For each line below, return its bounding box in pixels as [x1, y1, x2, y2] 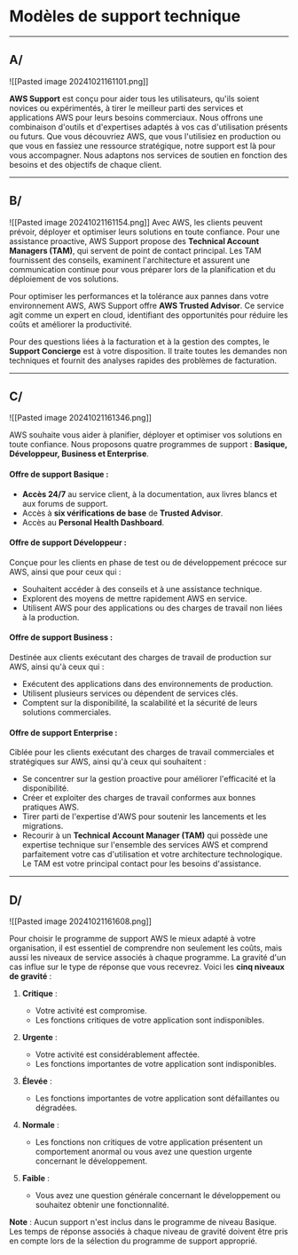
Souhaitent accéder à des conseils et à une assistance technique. [21, 583, 263, 594]
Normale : [21, 1120, 59, 1130]
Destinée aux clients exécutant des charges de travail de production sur [9, 651, 272, 662]
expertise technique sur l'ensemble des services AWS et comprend [21, 840, 269, 850]
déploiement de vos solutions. [9, 273, 120, 284]
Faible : [21, 1173, 51, 1183]
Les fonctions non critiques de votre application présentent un [35, 1137, 263, 1147]
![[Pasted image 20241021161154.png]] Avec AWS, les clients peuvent [9, 217, 263, 227]
